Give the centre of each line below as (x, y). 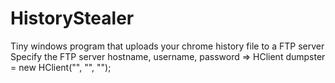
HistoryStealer (72, 18)
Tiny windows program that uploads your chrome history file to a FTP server (167, 46)
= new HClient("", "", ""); (61, 67)
